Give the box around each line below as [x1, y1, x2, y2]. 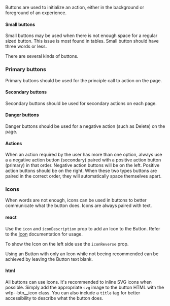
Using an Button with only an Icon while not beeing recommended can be [5, 251, 159, 257]
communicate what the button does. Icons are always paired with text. [5, 202, 152, 209]
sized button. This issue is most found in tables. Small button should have [5, 38, 159, 44]
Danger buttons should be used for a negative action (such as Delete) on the [5, 123, 165, 129]
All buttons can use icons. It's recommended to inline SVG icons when [5, 279, 152, 285]
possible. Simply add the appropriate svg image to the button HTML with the [5, 284, 164, 290]
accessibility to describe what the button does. [5, 295, 104, 301]
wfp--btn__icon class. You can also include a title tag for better [5, 289, 141, 296]
